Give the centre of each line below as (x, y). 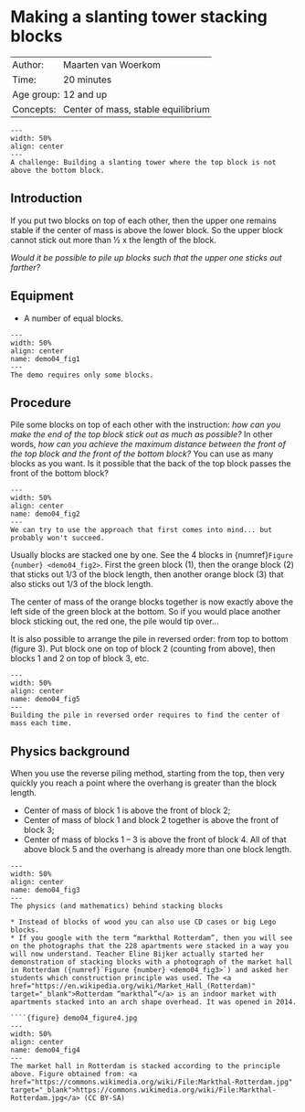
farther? (26, 267)
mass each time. (41, 723)
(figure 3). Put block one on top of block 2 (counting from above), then (143, 649)
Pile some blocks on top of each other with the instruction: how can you (146, 425)
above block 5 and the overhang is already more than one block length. (158, 850)
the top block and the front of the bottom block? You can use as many (142, 454)
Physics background (70, 751)
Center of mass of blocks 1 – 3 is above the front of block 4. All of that (155, 839)
